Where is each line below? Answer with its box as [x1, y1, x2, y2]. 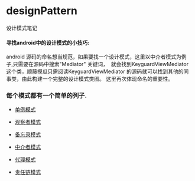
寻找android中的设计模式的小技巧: [6, 39, 90, 46]
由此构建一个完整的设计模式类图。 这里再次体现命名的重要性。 [21, 75, 173, 83]
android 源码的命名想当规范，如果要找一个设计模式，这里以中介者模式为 [6, 53, 182, 60]
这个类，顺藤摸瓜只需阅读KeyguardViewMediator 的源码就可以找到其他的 [6, 68, 184, 75]
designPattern [6, 4, 78, 18]
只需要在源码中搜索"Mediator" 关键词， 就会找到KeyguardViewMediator [12, 61, 189, 68]
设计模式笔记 [6, 24, 37, 31]
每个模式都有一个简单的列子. [6, 91, 87, 100]
